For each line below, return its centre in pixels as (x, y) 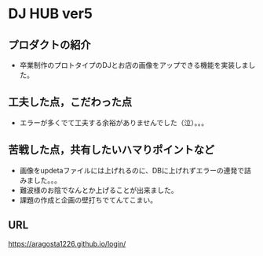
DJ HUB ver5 (50, 14)
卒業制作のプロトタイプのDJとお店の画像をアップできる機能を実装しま (134, 65)
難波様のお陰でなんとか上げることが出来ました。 (99, 190)
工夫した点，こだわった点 (70, 102)
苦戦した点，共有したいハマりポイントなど (111, 150)
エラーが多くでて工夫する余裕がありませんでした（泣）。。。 (114, 122)
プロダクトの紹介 (49, 45)
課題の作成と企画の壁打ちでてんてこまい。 (88, 200)
